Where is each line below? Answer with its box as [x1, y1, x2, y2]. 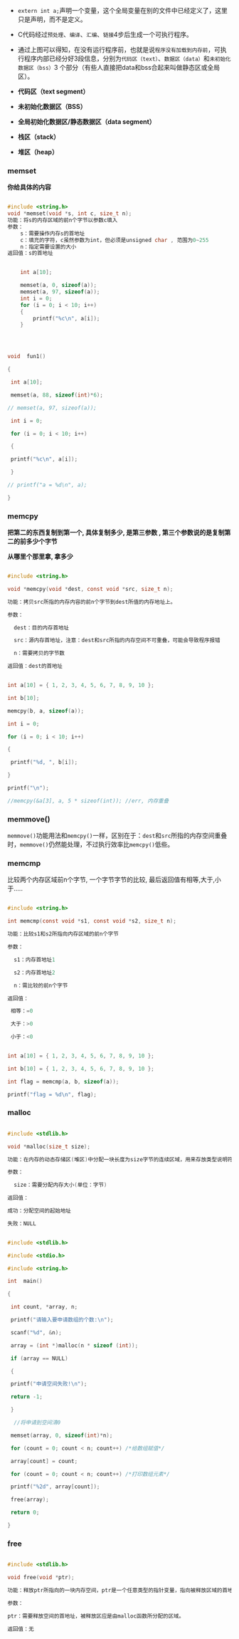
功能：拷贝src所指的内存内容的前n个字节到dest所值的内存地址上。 [7, 598, 176, 605]
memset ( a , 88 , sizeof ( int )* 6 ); [10, 391, 103, 399]
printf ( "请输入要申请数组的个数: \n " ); [10, 1316, 114, 1324]
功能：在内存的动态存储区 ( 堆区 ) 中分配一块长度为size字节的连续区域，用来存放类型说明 [7, 1156, 228, 1163]
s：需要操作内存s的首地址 [20, 230, 85, 237]
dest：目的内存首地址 [14, 624, 70, 632]
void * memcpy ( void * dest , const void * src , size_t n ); [7, 585, 174, 592]
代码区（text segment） [17, 88, 90, 95]
